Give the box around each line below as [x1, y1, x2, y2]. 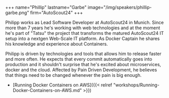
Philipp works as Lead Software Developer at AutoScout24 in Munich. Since [5, 20, 164, 25]
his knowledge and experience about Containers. [5, 41, 108, 47]
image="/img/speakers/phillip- [88, 5, 152, 10]
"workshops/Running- [113, 82, 160, 88]
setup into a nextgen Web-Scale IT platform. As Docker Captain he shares [5, 35, 160, 41]
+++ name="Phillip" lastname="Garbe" [5, 5, 87, 10]
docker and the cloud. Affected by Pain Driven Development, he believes [5, 67, 157, 73]
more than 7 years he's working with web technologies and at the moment [5, 25, 160, 31]
